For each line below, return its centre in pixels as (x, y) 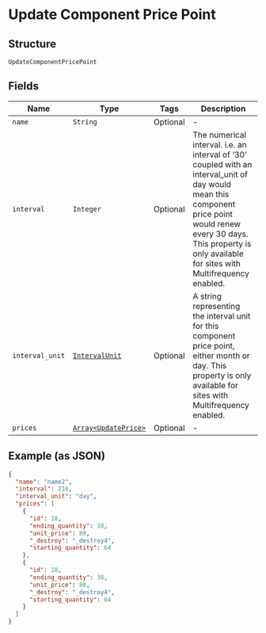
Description (223, 109)
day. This (210, 365)
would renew (217, 223)
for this (206, 326)
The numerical (220, 135)
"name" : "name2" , (44, 482)
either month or (221, 356)
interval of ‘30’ (220, 154)
